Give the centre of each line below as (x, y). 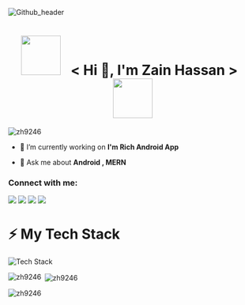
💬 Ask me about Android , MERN (73, 162)
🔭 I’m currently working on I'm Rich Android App (99, 147)
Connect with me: (43, 183)
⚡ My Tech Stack (64, 234)
